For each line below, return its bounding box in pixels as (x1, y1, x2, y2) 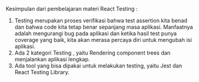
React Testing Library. (14, 69, 70, 75)
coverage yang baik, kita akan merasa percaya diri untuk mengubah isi (14, 36, 192, 43)
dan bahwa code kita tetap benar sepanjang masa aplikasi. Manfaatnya (14, 24, 193, 30)
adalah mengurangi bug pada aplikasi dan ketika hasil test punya (14, 30, 177, 37)
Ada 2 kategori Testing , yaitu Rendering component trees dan (14, 49, 171, 56)
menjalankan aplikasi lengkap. (14, 56, 91, 63)
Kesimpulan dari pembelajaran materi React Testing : (5, 5, 138, 12)
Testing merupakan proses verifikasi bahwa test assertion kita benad (14, 17, 188, 24)
